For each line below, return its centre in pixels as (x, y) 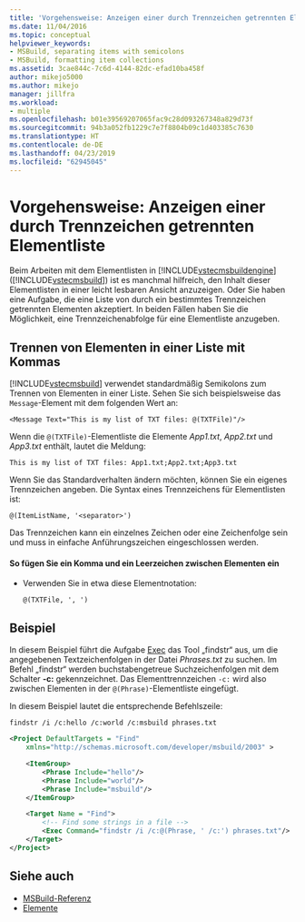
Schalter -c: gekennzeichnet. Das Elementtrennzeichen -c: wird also (138, 679)
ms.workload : (34, 102)
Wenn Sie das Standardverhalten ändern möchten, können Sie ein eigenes (148, 480)
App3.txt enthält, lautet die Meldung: (78, 446)
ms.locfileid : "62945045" (58, 162)
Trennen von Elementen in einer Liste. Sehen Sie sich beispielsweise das (145, 393)
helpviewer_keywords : (50, 43)
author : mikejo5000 (46, 77)
